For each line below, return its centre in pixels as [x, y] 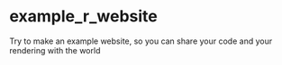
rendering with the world [55, 50]
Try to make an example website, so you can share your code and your [141, 41]
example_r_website [83, 16]
